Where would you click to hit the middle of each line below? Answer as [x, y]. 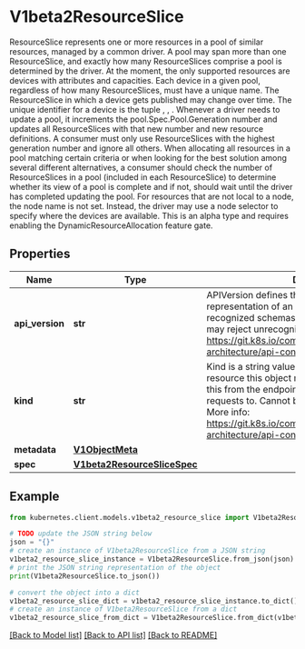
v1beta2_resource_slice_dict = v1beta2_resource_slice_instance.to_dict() [154, 601]
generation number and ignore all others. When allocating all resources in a [150, 148]
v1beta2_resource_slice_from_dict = [79, 618]
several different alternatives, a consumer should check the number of [141, 167]
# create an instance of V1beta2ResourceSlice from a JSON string [138, 551]
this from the [234, 389]
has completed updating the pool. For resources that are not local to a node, [152, 196]
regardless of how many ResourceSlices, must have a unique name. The [144, 90]
